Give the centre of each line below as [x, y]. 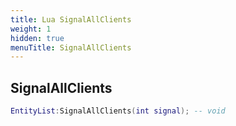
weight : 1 [31, 29]
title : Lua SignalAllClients [71, 19]
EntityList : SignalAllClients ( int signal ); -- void [118, 111]
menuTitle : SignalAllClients [71, 47]
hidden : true [37, 38]
